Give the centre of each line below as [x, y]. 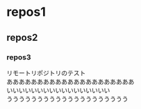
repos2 [22, 38]
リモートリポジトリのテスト [46, 72]
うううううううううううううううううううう [67, 99]
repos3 [19, 57]
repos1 [26, 12]
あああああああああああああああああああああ [70, 81]
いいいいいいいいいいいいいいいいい [58, 90]
